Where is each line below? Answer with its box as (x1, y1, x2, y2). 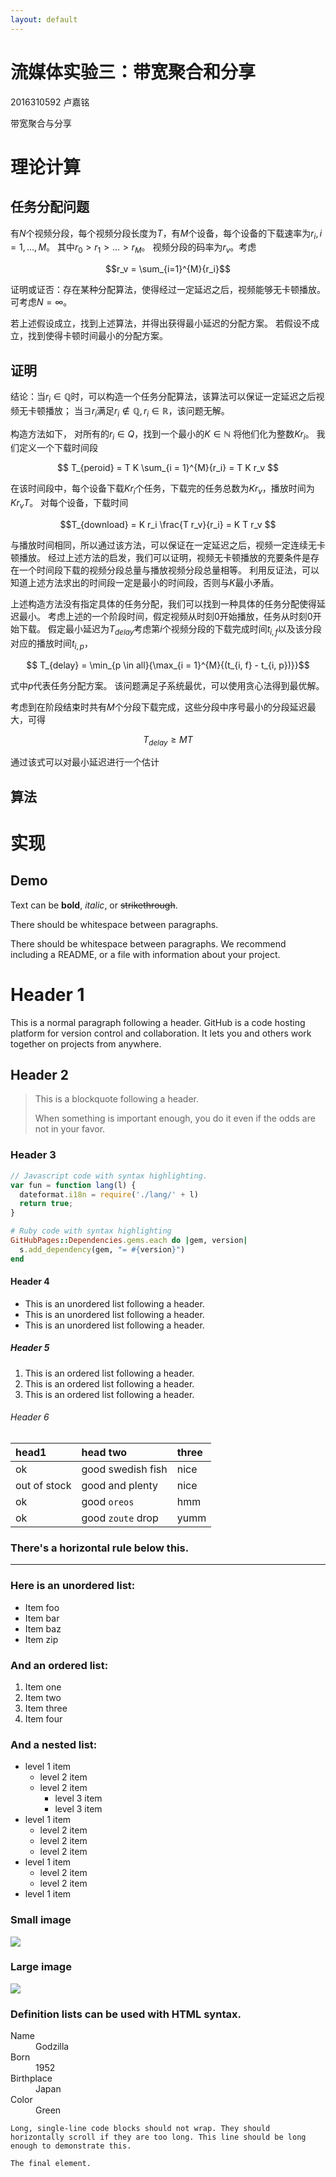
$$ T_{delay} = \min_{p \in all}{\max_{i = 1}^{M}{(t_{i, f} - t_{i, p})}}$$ (26, 659, 310, 671)
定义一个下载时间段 (18, 442, 98, 454)
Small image (10, 1913, 72, 1927)
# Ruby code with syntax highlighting (10, 1226, 172, 1236)
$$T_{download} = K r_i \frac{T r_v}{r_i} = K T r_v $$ (59, 518, 277, 530)
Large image (10, 1960, 72, 1974)
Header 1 (10, 983, 85, 1006)
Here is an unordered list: (10, 1579, 136, 1593)
